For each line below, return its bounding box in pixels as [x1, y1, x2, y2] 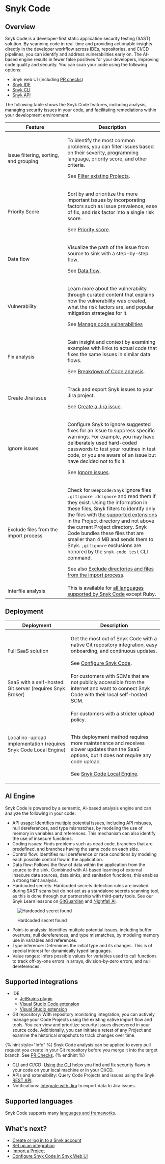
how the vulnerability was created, [67, 298, 147, 304]
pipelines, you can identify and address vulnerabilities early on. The [5, 51, 142, 57]
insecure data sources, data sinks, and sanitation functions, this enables [12, 872, 159, 878]
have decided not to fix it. [67, 458, 126, 465]
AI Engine [5, 792, 35, 801]
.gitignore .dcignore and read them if [67, 493, 156, 500]
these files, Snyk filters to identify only [67, 505, 156, 512]
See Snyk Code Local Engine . [70, 770, 139, 777]
